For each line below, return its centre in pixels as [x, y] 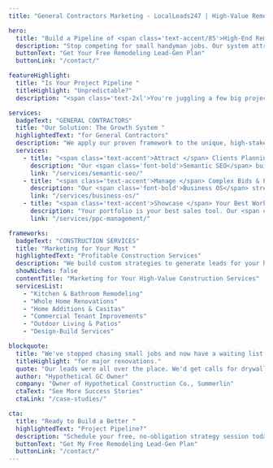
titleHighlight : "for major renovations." [89, 361]
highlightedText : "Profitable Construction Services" [108, 256]
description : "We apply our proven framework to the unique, [121, 143]
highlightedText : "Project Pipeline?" [82, 429]
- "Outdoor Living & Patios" [72, 324]
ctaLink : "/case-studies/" [61, 399]
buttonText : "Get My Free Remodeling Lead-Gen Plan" [107, 444]
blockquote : [28, 346]
